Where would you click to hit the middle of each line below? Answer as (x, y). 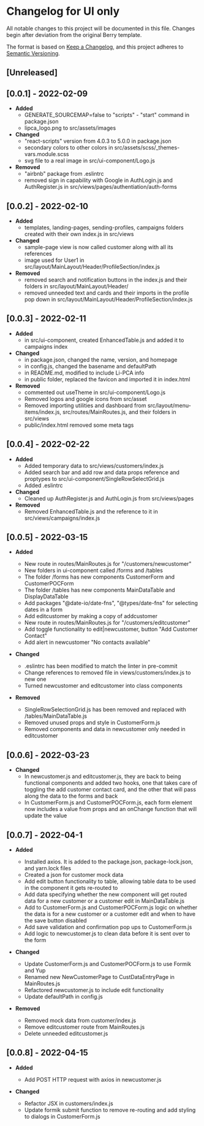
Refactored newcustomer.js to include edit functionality (94, 990)
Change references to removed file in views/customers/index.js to (108, 673)
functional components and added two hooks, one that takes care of (111, 783)
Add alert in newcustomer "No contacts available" (87, 642)
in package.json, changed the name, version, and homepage (101, 359)
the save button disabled (55, 921)
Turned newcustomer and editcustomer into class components (103, 686)
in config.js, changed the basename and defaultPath (90, 366)
